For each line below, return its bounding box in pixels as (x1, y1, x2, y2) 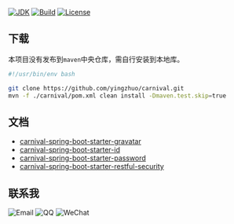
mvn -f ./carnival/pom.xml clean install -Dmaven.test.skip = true (8, 91, 226, 100)
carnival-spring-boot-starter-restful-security (19, 162, 165, 171)
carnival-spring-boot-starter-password (19, 153, 147, 163)
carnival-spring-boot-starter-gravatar (19, 137, 141, 146)
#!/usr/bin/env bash (8, 70, 76, 78)
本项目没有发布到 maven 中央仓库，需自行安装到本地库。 (8, 54, 185, 64)
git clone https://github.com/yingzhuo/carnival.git (8, 84, 185, 92)
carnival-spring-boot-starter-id (19, 145, 120, 155)
